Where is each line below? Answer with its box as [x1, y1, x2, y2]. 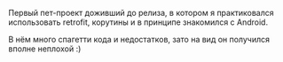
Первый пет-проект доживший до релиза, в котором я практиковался [8, 8, 274, 18]
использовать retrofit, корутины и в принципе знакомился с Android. [8, 17, 268, 27]
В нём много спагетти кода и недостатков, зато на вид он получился [8, 35, 270, 44]
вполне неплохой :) [8, 43, 82, 54]
